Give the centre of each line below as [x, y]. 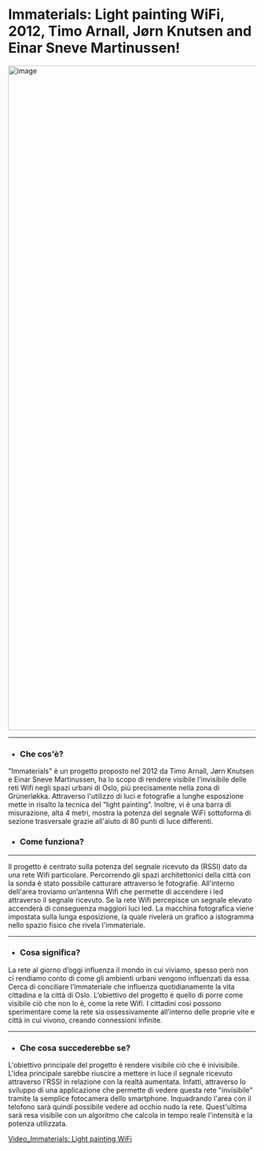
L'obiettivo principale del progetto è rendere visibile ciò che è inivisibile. [124, 1065]
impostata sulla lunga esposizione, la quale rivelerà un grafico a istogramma [131, 916]
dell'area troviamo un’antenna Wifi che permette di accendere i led [116, 891]
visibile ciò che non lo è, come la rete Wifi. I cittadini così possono [115, 1003]
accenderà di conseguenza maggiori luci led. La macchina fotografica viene [131, 908]
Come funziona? [52, 842]
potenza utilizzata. [38, 1123]
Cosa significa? [50, 952]
